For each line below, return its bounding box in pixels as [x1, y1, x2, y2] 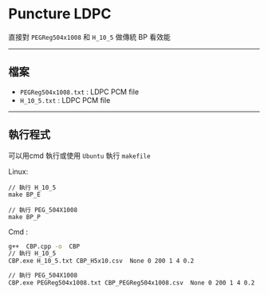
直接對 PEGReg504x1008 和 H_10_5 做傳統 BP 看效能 [8, 32, 171, 41]
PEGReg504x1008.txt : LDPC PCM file [19, 87, 140, 96]
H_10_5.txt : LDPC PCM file [19, 95, 111, 104]
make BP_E [8, 191, 41, 199]
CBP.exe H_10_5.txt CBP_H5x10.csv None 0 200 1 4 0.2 [8, 257, 195, 265]
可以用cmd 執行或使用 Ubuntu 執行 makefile [8, 151, 151, 160]
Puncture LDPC [8, 5, 112, 23]
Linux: [8, 167, 29, 176]
